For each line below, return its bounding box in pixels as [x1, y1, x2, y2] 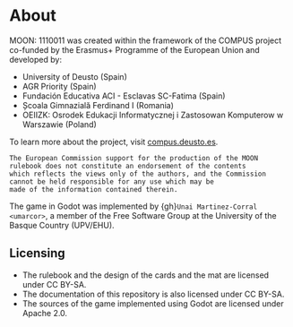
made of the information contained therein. [9, 185, 178, 194]
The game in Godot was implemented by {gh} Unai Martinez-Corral [9, 201, 258, 211]
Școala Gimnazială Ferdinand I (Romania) [22, 99, 175, 110]
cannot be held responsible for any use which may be [9, 176, 215, 186]
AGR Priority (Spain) [22, 81, 97, 91]
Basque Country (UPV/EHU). [9, 219, 115, 230]
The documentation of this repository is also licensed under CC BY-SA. [22, 288, 285, 299]
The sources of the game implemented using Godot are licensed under [22, 297, 284, 309]
